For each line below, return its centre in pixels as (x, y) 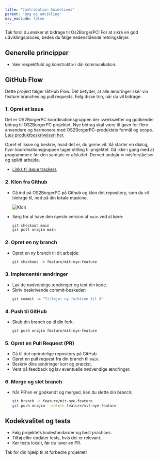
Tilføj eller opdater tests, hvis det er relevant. (57, 438)
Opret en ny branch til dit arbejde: (46, 253)
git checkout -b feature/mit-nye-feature (55, 262)
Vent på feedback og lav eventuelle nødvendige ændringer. (71, 369)
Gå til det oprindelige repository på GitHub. (55, 354)
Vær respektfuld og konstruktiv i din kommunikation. (64, 65)
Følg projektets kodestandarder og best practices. (62, 433)
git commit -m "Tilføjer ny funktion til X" (58, 299)
